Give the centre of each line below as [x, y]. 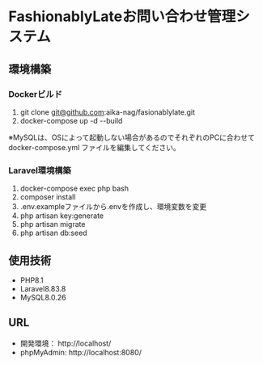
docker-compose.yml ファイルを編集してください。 [94, 147]
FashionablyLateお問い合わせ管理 [122, 17]
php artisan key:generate [62, 216]
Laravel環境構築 [40, 170]
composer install [48, 197]
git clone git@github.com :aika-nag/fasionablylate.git [108, 112]
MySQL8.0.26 [43, 297]
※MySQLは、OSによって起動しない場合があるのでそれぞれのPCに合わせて [131, 137]
